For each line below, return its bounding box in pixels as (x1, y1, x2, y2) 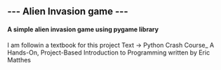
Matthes (7, 55, 32, 64)
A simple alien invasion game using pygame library (7, 24, 159, 34)
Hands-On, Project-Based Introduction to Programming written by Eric (7, 48, 210, 57)
